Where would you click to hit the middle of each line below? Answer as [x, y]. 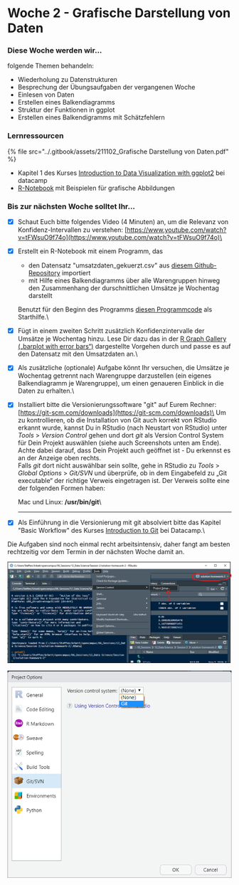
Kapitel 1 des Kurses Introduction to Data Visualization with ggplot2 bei [121, 173]
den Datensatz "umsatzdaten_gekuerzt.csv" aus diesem [111, 265]
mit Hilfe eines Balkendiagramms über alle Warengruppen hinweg [124, 281]
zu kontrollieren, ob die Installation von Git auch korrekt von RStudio [117, 420]
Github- [206, 265]
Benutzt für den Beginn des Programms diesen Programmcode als [115, 309]
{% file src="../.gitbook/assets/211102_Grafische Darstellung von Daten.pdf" [118, 152]
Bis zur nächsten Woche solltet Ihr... [71, 206]
